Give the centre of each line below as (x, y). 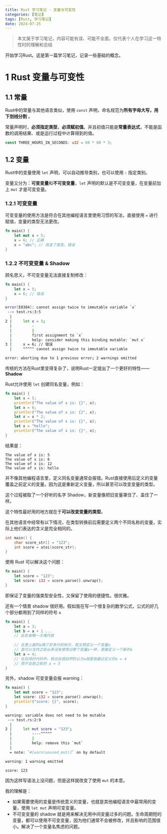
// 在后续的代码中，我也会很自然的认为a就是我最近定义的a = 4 (70, 659)
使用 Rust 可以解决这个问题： (35, 562)
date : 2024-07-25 (23, 24)
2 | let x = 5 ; (25, 321)
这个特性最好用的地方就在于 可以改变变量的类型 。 (55, 511)
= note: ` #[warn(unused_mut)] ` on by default (58, 752)
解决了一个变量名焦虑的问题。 (52, 827)
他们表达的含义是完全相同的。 (44, 528)
